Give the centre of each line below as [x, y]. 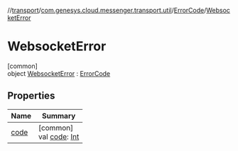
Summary [59, 116]
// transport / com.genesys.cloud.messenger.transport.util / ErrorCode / [107, 10]
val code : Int [59, 136]
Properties [31, 96]
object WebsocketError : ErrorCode [59, 73]
